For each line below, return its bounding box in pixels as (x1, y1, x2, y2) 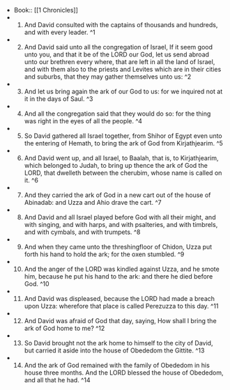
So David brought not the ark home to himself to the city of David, (24, 339, 213, 347)
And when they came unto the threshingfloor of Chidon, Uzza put (24, 243, 213, 251)
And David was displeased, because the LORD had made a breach (24, 295, 215, 302)
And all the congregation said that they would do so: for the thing (24, 109, 211, 118)
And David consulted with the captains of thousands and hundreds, (24, 21, 218, 29)
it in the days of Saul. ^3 (24, 95, 93, 103)
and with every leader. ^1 (24, 28, 95, 36)
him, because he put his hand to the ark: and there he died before (24, 272, 213, 281)
